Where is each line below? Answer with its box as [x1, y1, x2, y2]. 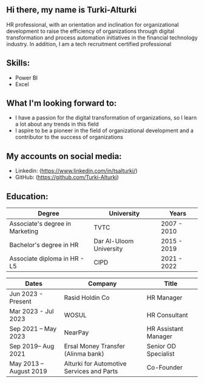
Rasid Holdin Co [64, 294, 110, 302]
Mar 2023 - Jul [9, 307, 54, 316]
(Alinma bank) [64, 350, 104, 358]
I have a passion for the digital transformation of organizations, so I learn [15, 114, 197, 121]
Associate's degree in [9, 220, 72, 228]
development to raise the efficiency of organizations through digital [6, 27, 175, 35]
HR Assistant [146, 325, 183, 333]
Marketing [9, 227, 38, 236]
